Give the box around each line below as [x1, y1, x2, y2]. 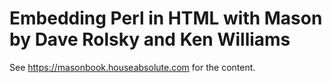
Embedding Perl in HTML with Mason [9, 7, 323, 30]
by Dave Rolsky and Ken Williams [9, 28, 291, 51]
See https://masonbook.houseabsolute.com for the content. [9, 61, 256, 73]
